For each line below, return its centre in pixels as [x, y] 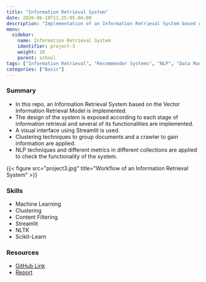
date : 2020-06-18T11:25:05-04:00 [49, 18]
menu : [13, 29]
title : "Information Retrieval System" [57, 12]
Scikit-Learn [31, 237]
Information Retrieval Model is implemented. [71, 111]
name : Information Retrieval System [64, 41]
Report [24, 272]
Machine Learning [38, 204]
